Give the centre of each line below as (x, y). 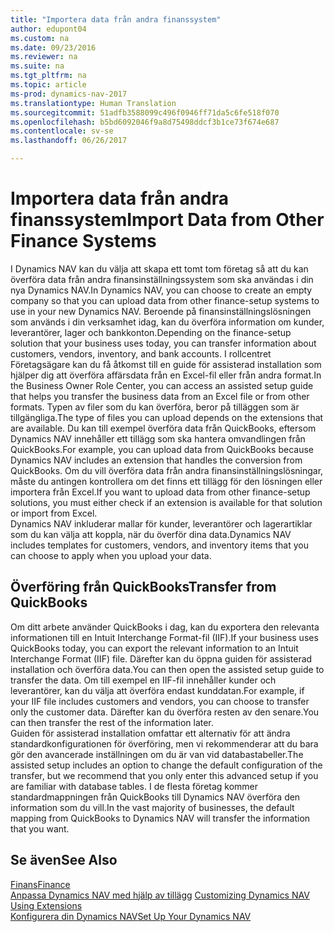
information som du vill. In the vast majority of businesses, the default (152, 807)
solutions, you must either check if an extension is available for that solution (166, 502)
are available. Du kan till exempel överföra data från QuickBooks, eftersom (163, 428)
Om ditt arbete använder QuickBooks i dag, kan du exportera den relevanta (165, 627)
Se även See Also (64, 860)
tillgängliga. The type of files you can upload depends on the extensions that (167, 417)
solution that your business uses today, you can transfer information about (163, 343)
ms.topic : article (48, 85)
